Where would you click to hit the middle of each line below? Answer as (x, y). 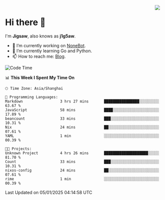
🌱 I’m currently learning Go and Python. (52, 51)
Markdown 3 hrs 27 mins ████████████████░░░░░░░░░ (82, 101)
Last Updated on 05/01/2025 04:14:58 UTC (49, 192)
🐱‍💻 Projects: (18, 149)
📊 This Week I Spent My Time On (40, 77)
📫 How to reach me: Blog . (39, 56)
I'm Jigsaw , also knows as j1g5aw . (41, 36)
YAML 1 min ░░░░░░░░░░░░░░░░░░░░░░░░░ (82, 136)
